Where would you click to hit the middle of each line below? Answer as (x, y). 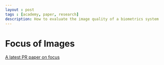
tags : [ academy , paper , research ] (42, 14)
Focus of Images (40, 43)
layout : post (20, 10)
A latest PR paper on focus (33, 57)
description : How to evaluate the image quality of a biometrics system (82, 19)
